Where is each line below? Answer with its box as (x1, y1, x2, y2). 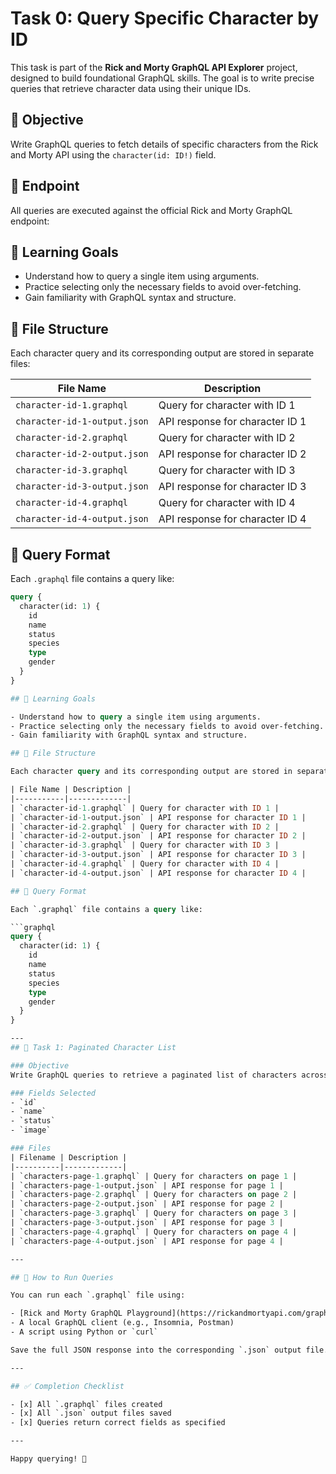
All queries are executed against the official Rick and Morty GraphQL (10, 204, 293, 216)
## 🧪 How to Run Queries (10, 1272, 114, 1282)
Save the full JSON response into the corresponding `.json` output (10, 1345, 302, 1355)
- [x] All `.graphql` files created (10, 1399, 163, 1409)
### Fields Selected (10, 1088, 97, 1098)
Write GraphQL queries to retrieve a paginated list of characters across (10, 1070, 329, 1080)
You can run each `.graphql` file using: (10, 1290, 186, 1301)
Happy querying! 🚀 (10, 1454, 87, 1464)
